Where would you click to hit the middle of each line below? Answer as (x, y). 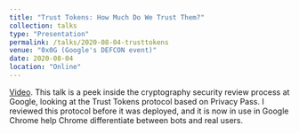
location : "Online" (45, 67)
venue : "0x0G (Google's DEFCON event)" (83, 51)
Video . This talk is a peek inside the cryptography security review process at (149, 92)
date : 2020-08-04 (41, 59)
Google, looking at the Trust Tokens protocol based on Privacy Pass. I (137, 101)
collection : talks (43, 26)
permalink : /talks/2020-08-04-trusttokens (89, 42)
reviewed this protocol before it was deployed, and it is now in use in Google (149, 111)
